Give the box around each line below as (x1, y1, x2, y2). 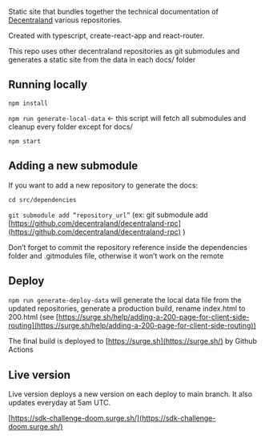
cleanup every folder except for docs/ (8, 122, 134, 131)
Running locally (8, 78, 88, 91)
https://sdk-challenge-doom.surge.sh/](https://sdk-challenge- (10, 413, 216, 423)
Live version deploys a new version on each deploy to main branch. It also (8, 389, 253, 399)
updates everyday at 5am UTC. (8, 398, 111, 408)
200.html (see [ (8, 312, 59, 322)
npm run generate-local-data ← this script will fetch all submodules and (8, 113, 247, 123)
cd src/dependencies (8, 195, 78, 203)
